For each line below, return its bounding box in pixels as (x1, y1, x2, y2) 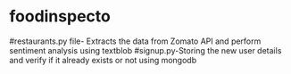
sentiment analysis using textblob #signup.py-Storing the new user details (9, 45, 282, 55)
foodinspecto (9, 6, 112, 27)
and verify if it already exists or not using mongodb (9, 54, 197, 65)
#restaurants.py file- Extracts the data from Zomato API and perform (9, 36, 262, 46)
